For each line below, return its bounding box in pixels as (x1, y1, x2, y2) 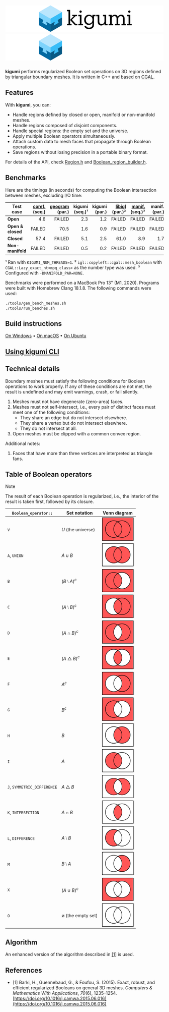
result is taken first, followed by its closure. (5, 498, 94, 504)
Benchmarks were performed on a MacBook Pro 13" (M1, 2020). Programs (5, 279, 159, 286)
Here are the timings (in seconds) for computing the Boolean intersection (5, 187, 157, 193)
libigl (115, 203, 126, 209)
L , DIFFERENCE (7, 835, 35, 841)
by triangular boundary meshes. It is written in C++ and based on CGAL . (5, 74, 155, 80)
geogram (49, 203, 69, 209)
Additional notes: (5, 440, 40, 446)
